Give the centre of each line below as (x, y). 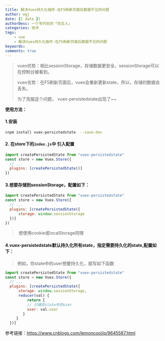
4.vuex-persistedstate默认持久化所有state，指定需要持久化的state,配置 (79, 245)
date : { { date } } (23, 19)
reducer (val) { (34, 296)
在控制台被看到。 (34, 71)
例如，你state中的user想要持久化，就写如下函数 (66, 263)
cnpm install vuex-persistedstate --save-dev (54, 132)
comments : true (21, 51)
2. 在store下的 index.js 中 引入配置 (40, 144)
